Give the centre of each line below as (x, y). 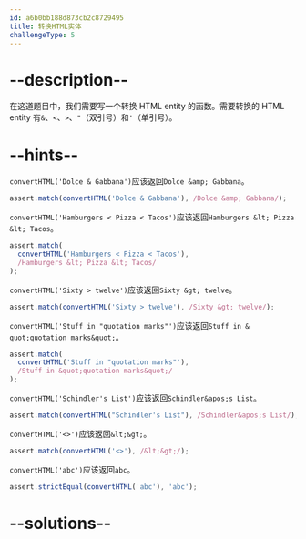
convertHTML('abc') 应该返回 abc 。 (72, 469)
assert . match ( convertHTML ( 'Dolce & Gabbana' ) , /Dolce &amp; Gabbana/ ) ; (148, 198)
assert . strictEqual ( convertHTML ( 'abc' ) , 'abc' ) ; (103, 487)
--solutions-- (61, 523)
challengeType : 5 (42, 35)
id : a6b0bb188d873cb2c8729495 (67, 18)
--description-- (69, 80)
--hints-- (44, 155)
